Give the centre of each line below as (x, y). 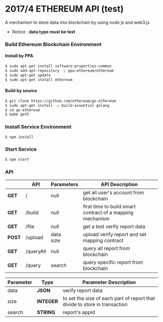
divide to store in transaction (95, 304)
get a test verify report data (114, 226)
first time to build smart (109, 206)
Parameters (65, 184)
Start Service (21, 149)
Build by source (21, 91)
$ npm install (19, 137)
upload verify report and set (115, 234)
